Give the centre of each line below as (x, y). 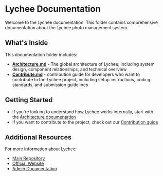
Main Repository (28, 158)
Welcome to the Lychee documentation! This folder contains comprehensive (81, 22)
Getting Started (29, 100)
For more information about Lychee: (41, 149)
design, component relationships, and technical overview (69, 69)
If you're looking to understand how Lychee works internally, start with (82, 112)
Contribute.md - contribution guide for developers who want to (76, 74)
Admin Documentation (35, 169)
